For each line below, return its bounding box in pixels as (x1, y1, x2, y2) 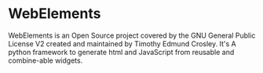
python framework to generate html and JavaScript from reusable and (8, 47, 235, 57)
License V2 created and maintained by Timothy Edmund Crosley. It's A (8, 38, 237, 48)
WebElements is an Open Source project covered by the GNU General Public (8, 31, 256, 40)
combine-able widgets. (8, 56, 83, 65)
